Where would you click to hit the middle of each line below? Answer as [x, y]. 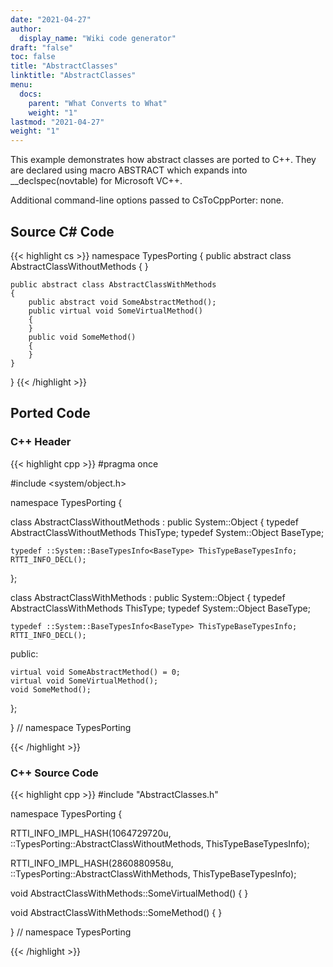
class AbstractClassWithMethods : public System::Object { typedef [148, 597]
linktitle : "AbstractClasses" [73, 76]
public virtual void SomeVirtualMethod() [115, 311]
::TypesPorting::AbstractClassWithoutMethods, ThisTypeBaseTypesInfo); [160, 843]
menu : [21, 85]
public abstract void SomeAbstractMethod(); [122, 302]
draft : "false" [42, 47]
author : [26, 29]
